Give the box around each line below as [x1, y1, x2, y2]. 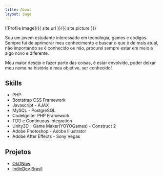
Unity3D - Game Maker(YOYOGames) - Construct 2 [12, 123, 116, 129]
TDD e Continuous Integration [12, 118, 72, 124]
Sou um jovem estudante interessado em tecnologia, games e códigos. [5, 35, 148, 41]
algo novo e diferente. [5, 50, 49, 56]
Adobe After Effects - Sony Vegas [12, 133, 81, 139]
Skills [5, 79, 22, 87]
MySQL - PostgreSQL [12, 108, 56, 113]
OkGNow [12, 161, 31, 167]
